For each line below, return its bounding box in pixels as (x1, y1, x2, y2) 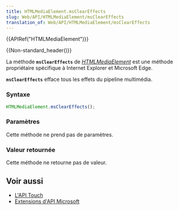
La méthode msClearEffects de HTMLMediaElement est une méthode (6, 58, 174, 65)
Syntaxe (6, 90, 30, 99)
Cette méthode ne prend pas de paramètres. (6, 131, 113, 138)
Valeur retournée (6, 145, 56, 154)
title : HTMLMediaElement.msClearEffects (6, 8, 106, 15)
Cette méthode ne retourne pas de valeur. (6, 159, 107, 166)
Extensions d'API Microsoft (14, 198, 80, 205)
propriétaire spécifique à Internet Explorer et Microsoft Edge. (6, 65, 153, 72)
